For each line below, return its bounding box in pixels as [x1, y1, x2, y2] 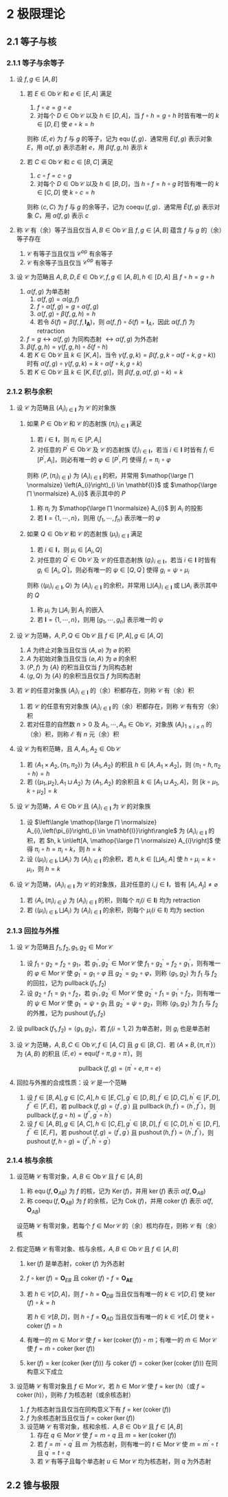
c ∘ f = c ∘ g [36, 171, 72, 179]
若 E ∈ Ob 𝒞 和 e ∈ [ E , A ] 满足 [26, 89, 113, 97]
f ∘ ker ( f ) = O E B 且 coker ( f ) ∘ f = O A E [26, 1274, 133, 1284]
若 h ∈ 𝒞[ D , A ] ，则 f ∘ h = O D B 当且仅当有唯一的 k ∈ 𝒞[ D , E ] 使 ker [26, 1290, 216, 1299]
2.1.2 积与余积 [6, 386, 53, 396]
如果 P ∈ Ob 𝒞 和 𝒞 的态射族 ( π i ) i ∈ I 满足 [26, 419, 142, 429]
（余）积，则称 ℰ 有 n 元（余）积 [26, 730, 119, 739]
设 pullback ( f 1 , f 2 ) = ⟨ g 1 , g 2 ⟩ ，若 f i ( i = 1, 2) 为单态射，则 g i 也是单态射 [16, 1024, 210, 1034]
